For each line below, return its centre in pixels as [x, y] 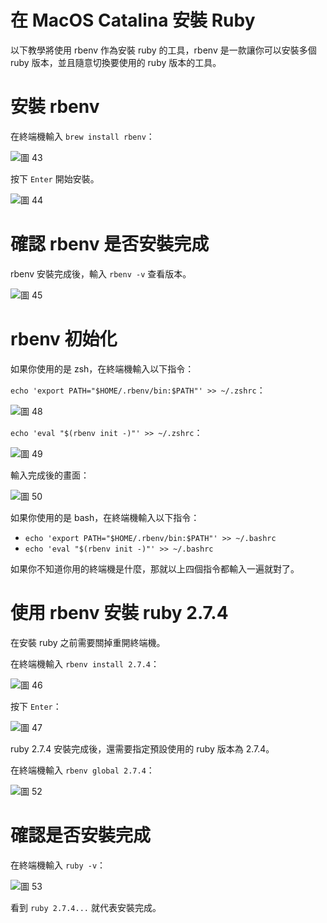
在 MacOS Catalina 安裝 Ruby [133, 20]
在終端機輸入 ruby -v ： [58, 865]
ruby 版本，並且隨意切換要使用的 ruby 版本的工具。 [116, 62]
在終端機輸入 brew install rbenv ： [82, 136]
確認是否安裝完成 [81, 835]
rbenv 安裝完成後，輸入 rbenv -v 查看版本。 [101, 273]
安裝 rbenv [55, 107]
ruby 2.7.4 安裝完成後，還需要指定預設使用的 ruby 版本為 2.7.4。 [142, 748]
